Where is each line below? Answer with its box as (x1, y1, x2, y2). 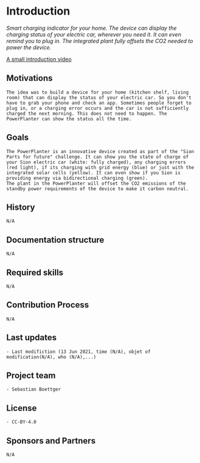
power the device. (6, 44, 52, 51)
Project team (6, 371, 56, 381)
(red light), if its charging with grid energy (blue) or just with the (6, 164, 195, 171)
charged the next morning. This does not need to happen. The (6, 111, 167, 117)
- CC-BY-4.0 (6, 419, 36, 425)
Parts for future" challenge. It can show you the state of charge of (6, 154, 189, 160)
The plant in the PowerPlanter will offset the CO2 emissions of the (6, 180, 187, 187)
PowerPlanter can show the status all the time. (6, 115, 132, 122)
